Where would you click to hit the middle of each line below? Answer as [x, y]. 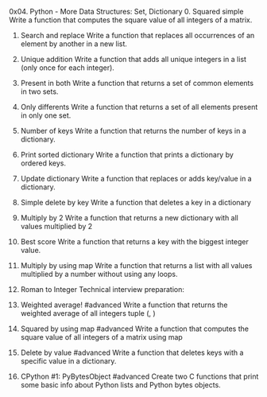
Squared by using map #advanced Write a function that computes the [135, 329]
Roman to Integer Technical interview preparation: [103, 289]
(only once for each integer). [67, 68]
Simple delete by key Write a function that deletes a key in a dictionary [135, 202]
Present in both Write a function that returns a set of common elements [137, 83]
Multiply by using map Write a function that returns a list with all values [136, 265]
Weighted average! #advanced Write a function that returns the [124, 305]
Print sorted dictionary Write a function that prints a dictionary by [127, 155]
